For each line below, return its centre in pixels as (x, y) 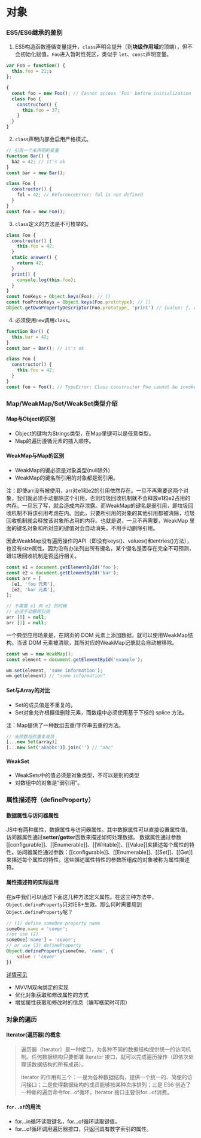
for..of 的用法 (24, 1107)
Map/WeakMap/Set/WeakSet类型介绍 (62, 403)
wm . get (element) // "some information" (56, 676)
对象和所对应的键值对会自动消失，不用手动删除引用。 (92, 528)
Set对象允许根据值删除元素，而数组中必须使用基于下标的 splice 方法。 (101, 712)
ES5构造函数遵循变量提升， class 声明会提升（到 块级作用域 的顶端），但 (101, 47)
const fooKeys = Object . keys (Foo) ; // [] (59, 297)
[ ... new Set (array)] (32, 742)
